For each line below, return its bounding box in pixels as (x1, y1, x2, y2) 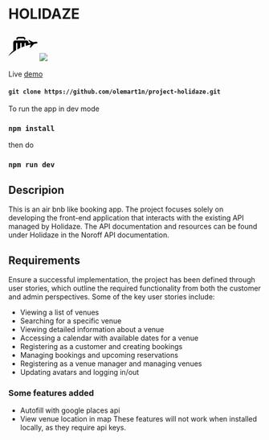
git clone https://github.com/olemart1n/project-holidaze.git (8, 88, 221, 96)
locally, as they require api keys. (19, 423, 127, 433)
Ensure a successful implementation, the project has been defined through (8, 274, 255, 284)
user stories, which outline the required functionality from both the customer (8, 283, 261, 293)
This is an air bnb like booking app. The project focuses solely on (8, 204, 224, 214)
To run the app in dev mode (8, 104, 100, 113)
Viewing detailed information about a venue (19, 324, 165, 334)
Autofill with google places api (19, 405, 120, 415)
